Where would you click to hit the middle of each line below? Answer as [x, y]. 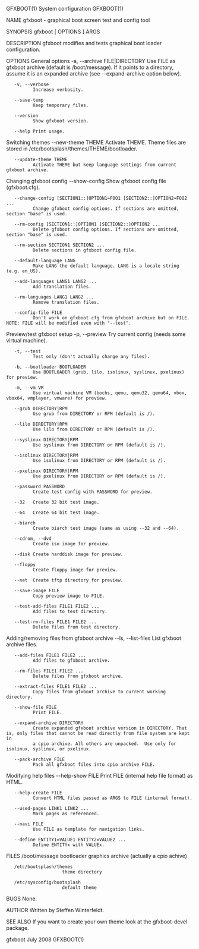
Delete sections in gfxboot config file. [84, 250]
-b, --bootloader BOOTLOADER [50, 367]
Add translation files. [62, 287]
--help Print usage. [40, 131]
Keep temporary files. [61, 105]
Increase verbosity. [58, 90]
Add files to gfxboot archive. [71, 661]
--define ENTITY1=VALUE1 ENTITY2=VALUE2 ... [70, 840]
